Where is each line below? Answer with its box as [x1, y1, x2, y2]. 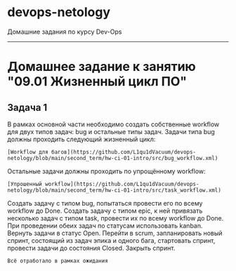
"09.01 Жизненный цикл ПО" [7, 74, 188, 90]
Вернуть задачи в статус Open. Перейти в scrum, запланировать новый [7, 229, 223, 237]
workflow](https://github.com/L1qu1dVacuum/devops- [44, 180, 199, 187]
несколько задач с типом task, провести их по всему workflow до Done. [7, 213, 224, 222]
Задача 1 [7, 101, 48, 113]
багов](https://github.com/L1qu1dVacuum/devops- [51, 148, 197, 155]
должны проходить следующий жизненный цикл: [7, 135, 156, 143]
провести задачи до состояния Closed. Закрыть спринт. [7, 244, 176, 252]
